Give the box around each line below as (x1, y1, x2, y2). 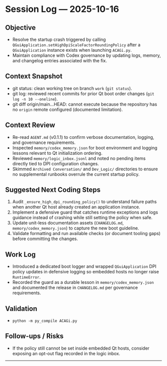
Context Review (5, 121, 56, 129)
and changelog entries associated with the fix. (12, 58, 107, 63)
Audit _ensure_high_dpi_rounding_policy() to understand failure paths (12, 199, 157, 205)
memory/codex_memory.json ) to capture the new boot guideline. (12, 225, 139, 231)
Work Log (5, 250, 36, 258)
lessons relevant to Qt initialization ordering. (12, 150, 103, 156)
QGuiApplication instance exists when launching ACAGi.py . (12, 47, 132, 53)
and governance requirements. (12, 139, 76, 145)
